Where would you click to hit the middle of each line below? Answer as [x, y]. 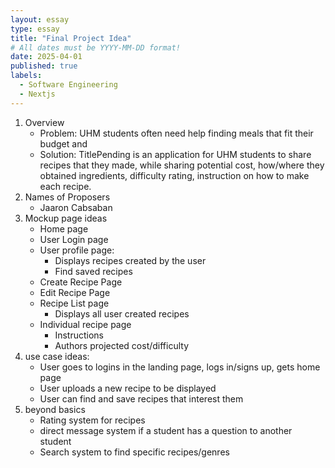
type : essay [35, 29]
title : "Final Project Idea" [71, 38]
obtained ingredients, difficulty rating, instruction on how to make [174, 175]
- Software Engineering [68, 85]
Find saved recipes [93, 271]
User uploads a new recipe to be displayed [128, 388]
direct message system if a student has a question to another [166, 430]
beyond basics [55, 409]
